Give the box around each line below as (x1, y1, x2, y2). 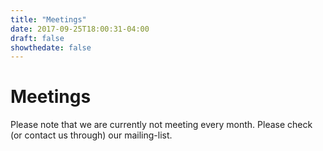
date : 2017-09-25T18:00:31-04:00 (10, 24, 150, 34)
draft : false (10, 33, 65, 43)
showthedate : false (10, 42, 92, 53)
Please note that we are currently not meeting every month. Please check (10, 119, 313, 131)
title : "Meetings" (10, 14, 87, 25)
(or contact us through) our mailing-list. (10, 129, 173, 141)
